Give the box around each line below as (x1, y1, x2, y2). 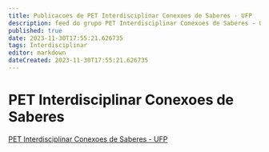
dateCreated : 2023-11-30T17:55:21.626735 (8, 57, 149, 65)
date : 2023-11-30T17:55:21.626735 (8, 34, 124, 42)
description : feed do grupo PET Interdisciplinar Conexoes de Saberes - (8, 19, 256, 27)
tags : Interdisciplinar (8, 42, 88, 50)
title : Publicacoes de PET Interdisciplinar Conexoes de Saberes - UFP (8, 11, 252, 20)
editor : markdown (8, 49, 66, 57)
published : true (8, 26, 62, 34)
